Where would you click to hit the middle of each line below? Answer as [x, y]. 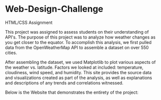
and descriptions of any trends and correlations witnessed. [64, 83]
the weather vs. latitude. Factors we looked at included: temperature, [74, 67]
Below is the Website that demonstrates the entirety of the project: [72, 92]
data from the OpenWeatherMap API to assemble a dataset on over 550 [77, 47]
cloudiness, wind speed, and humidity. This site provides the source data [79, 72]
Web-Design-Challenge [54, 9]
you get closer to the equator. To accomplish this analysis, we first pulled [79, 42]
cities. [11, 53]
